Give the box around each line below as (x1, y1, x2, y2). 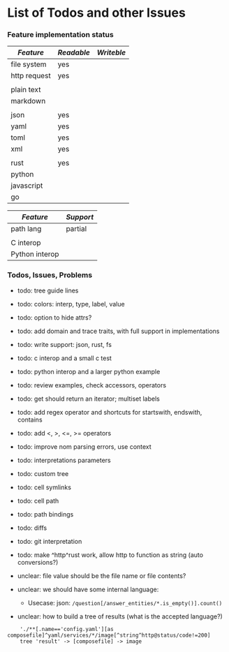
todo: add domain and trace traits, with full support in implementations (17, 327, 220, 335)
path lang (10, 224, 42, 234)
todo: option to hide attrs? (17, 313, 92, 322)
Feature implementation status (7, 30, 114, 40)
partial (66, 224, 87, 234)
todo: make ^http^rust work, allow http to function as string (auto (17, 550, 204, 559)
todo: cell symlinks (17, 483, 72, 491)
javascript (10, 181, 43, 191)
